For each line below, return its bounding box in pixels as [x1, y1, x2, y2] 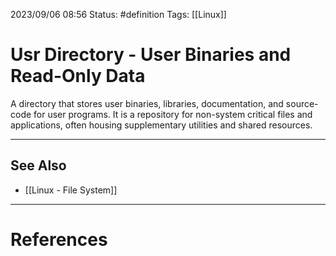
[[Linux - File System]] [24, 184, 118, 196]
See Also [10, 157, 67, 174]
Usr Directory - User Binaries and [10, 44, 292, 66]
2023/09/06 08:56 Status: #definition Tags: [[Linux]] [10, 9, 227, 20]
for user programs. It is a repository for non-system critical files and [33, 108, 313, 120]
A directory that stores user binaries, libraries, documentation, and [10, 97, 284, 109]
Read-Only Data [10, 65, 146, 88]
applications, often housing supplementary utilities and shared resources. [10, 119, 313, 131]
